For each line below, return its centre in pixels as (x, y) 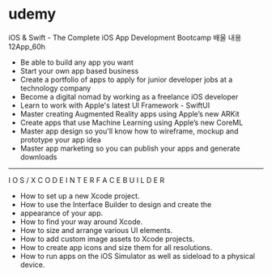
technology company (55, 88)
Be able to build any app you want (76, 62)
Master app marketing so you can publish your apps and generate (130, 148)
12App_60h (27, 46)
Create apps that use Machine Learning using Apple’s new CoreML (132, 122)
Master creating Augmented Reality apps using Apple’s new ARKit (130, 113)
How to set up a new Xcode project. (80, 196)
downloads (38, 157)
